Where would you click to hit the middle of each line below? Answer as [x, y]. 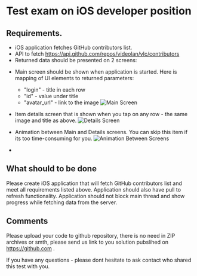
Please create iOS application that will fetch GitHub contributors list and [94, 183]
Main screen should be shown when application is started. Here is [96, 72]
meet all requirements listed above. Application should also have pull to [93, 189]
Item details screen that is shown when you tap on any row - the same [101, 114]
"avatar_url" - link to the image [61, 102]
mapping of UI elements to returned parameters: [74, 78]
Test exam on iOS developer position [99, 11]
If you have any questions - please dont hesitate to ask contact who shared [99, 260]
